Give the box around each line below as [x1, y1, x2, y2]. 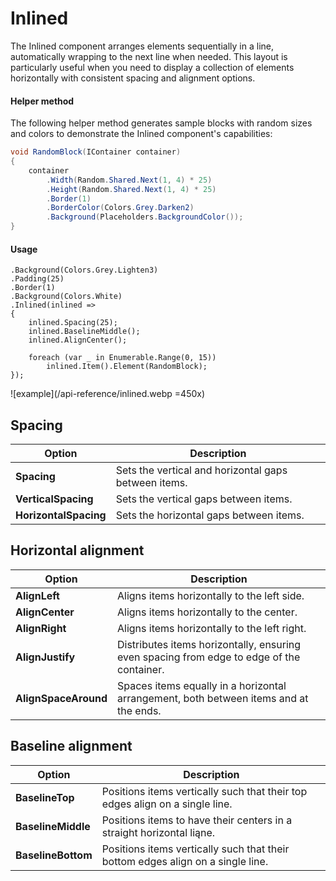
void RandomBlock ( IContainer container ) [10, 147, 182, 157]
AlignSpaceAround [15, 691, 108, 705]
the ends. [117, 703, 162, 717]
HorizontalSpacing [15, 508, 107, 522]
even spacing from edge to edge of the [117, 650, 301, 664]
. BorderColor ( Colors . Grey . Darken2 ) [46, 203, 195, 213]
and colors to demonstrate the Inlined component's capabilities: [10, 128, 273, 140]
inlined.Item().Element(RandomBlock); [46, 362, 208, 372]
